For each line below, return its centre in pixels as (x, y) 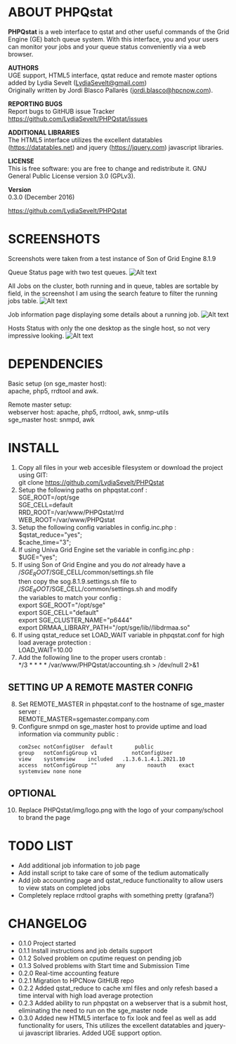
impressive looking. (36, 336)
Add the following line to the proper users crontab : (92, 658)
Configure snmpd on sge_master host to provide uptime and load (112, 727)
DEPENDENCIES (56, 364)
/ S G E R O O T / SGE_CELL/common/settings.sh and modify (98, 590)
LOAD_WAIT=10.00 (45, 650)
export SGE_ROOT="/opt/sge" (62, 605)
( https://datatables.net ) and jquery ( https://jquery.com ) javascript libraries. (116, 147)
